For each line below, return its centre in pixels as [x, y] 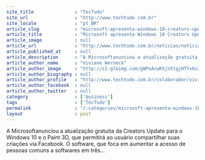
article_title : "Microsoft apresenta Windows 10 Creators [98, 35]
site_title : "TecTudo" [56, 12]
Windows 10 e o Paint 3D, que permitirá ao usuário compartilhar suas [93, 137]
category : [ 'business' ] [60, 97]
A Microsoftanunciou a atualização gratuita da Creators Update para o [95, 131]
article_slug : [42, 29]
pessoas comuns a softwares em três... [56, 150]
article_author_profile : [42, 80]
